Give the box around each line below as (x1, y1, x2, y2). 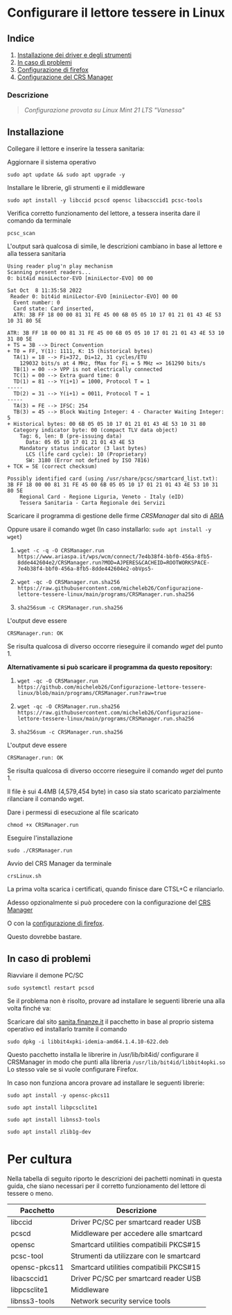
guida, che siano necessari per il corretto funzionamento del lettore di (7, 1181, 206, 1190)
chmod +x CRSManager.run (7, 822, 79, 829)
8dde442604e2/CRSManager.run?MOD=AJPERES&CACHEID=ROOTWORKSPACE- (17, 560, 210, 567)
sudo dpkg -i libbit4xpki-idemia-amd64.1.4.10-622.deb (7, 1038, 169, 1045)
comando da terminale (7, 216, 71, 225)
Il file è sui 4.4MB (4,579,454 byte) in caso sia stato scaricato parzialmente (7, 787, 221, 796)
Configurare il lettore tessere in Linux (7, 5, 225, 21)
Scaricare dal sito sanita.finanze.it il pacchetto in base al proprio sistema (7, 1017, 214, 1026)
